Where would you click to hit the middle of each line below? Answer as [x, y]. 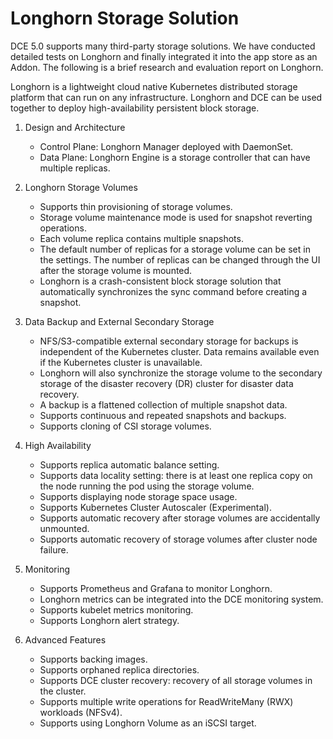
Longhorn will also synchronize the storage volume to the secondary [181, 373]
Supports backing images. [93, 659]
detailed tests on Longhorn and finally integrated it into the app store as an [164, 56]
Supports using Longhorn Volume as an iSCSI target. [148, 723]
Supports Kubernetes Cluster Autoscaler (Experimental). [155, 507]
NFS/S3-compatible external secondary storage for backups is [169, 341]
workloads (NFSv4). [81, 712]
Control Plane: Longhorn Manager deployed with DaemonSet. [166, 146]
